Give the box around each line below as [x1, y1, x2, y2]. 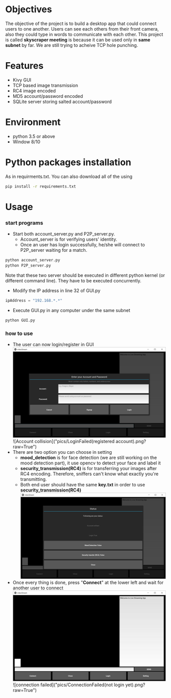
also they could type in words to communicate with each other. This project [5, 31, 163, 37]
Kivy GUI [12, 76, 32, 83]
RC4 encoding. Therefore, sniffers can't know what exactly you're [20, 471, 159, 477]
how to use [5, 330, 33, 337]
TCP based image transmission [12, 82, 78, 88]
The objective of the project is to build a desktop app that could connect [5, 20, 157, 27]
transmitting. [20, 476, 47, 482]
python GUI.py [5, 318, 36, 323]
